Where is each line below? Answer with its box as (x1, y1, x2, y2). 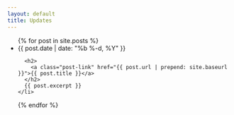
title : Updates (7, 17, 52, 24)
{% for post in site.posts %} (17, 36, 99, 44)
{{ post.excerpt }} (24, 82, 82, 89)
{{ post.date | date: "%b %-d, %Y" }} (17, 44, 126, 52)
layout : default (7, 10, 55, 18)
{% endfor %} (17, 100, 59, 109)
